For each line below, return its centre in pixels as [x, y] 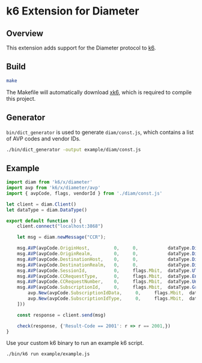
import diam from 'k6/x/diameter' [50, 182]
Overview [25, 33]
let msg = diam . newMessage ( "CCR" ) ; [62, 237]
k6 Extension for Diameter [73, 11]
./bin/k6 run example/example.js [48, 354]
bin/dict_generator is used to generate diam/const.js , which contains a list [100, 132]
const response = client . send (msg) [62, 315]
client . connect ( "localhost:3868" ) [60, 226]
